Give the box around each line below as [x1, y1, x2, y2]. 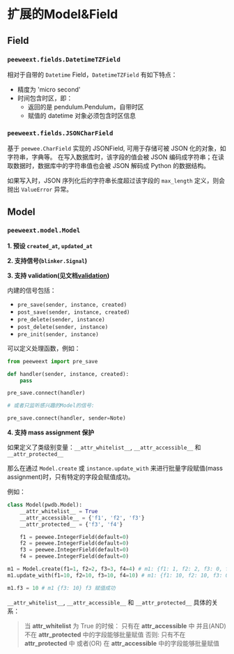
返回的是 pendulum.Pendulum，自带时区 [27, 102, 144, 111]
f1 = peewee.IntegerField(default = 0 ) [19, 533, 130, 540]
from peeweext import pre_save [7, 358, 98, 365]
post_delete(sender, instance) [17, 324, 109, 330]
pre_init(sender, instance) [17, 330, 99, 338]
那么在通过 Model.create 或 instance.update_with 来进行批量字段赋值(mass [7, 464, 223, 473]
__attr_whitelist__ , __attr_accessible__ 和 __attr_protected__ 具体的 [7, 598, 212, 607]
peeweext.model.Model [7, 227, 81, 234]
